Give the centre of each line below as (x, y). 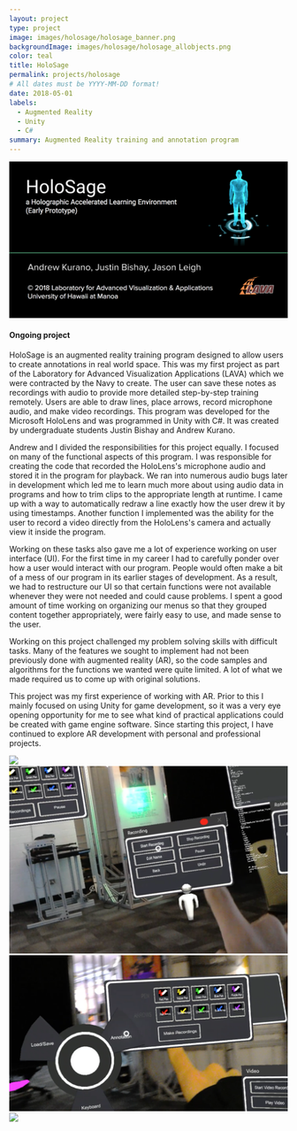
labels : (23, 103)
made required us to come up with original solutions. (105, 679)
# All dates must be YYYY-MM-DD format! (85, 84)
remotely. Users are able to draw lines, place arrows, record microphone (141, 402)
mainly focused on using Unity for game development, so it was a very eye (145, 705)
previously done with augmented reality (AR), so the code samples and (138, 660)
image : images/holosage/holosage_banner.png (92, 37)
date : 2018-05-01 (41, 93)
